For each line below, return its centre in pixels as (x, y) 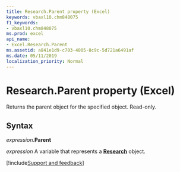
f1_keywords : (22, 23)
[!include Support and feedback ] (45, 163)
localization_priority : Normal (45, 61)
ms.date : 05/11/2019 (32, 56)
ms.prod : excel (25, 34)
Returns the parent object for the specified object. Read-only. (81, 107)
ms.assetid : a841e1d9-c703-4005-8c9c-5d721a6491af (70, 50)
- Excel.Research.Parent (37, 45)
